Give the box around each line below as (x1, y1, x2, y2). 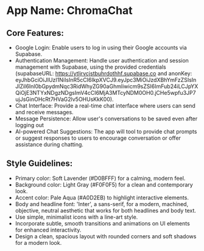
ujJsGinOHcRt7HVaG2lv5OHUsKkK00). (15, 95, 114, 103)
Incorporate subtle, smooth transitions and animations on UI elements (15, 219, 190, 227)
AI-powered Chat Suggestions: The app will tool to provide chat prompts (15, 128, 197, 135)
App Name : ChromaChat (6, 4, 133, 18)
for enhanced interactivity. (15, 226, 82, 233)
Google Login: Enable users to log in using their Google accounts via (15, 44, 187, 51)
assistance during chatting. (15, 141, 84, 148)
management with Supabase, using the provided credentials (15, 63, 166, 70)
